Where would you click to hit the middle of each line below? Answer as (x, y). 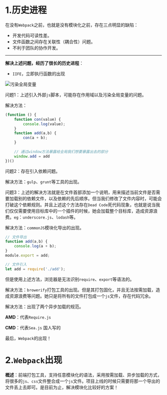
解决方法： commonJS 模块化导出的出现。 (45, 228)
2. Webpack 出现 (34, 360)
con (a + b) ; (36, 138)
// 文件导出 (16, 237)
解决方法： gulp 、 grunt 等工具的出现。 (43, 181)
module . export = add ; (28, 256)
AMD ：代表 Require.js (28, 317)
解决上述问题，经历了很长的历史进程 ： (44, 63)
